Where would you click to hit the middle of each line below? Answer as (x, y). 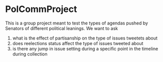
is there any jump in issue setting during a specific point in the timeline (85, 48)
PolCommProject (41, 9)
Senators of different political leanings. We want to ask (62, 28)
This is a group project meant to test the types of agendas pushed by (77, 23)
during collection (30, 54)
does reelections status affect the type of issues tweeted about (78, 43)
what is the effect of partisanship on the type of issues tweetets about (85, 38)
